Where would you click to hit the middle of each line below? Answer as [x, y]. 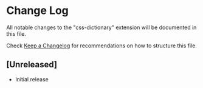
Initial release [32, 79]
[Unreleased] [32, 65]
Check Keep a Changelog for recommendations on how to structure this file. [102, 46]
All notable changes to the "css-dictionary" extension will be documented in [101, 27]
